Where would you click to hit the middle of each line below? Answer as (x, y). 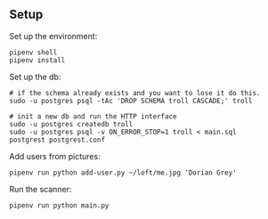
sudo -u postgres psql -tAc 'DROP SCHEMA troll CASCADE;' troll (131, 101)
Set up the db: (35, 77)
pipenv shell (33, 53)
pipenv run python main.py (59, 205)
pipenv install (37, 60)
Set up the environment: (53, 36)
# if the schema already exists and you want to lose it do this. (135, 93)
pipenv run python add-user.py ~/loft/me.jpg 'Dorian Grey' (123, 173)
